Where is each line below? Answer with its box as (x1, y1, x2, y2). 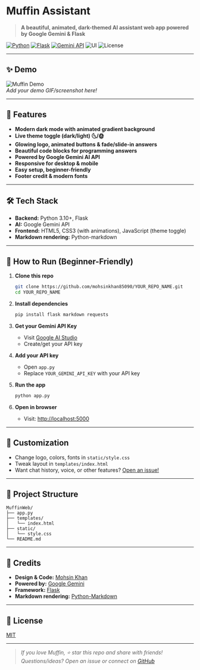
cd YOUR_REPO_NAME (14, 289, 61, 295)
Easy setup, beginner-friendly (14, 166, 91, 173)
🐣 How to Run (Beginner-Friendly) (6, 256, 134, 266)
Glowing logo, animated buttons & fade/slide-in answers (14, 141, 158, 148)
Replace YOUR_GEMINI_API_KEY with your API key (23, 369, 140, 376)
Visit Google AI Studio (23, 334, 77, 341)
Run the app (14, 381, 46, 388)
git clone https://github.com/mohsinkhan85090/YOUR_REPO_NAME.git (14, 284, 183, 290)
